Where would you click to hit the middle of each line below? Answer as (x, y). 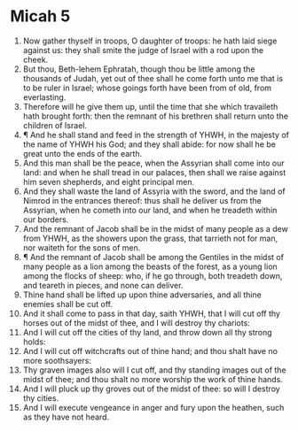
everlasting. (44, 97)
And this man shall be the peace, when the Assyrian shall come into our (153, 163)
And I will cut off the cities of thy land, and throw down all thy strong (148, 332)
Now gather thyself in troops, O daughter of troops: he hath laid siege (150, 41)
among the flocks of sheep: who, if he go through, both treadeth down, (153, 275)
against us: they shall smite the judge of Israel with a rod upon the (143, 50)
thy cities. (41, 398)
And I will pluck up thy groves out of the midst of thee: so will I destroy (151, 389)
